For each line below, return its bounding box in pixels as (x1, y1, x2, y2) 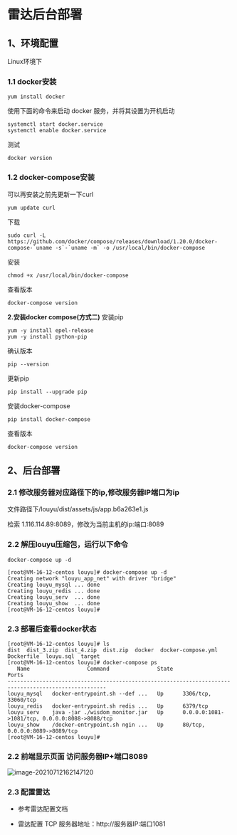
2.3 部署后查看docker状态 (7, 624, 97, 634)
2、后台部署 (7, 464, 60, 477)
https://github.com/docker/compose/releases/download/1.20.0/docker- (7, 238, 218, 245)
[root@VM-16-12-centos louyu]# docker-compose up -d (7, 568, 167, 576)
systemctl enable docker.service (7, 127, 107, 134)
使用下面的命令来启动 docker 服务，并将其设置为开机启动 (7, 107, 175, 115)
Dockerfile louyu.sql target (7, 652, 100, 660)
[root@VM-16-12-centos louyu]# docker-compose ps (7, 659, 158, 666)
